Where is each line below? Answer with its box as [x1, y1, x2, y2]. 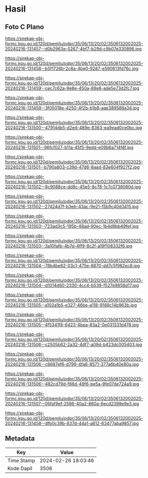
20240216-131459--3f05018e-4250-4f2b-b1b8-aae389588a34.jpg [5, 105, 140, 111]
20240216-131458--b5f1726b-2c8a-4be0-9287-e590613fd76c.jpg [5, 66, 139, 71]
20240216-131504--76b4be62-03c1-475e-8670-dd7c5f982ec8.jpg [5, 263, 140, 268]
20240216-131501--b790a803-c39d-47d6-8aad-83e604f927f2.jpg [5, 164, 140, 170]
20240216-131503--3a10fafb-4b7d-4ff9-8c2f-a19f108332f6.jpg [5, 243, 132, 248]
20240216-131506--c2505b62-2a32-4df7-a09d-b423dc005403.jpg [5, 342, 142, 347]
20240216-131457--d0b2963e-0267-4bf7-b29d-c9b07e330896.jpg [5, 46, 142, 51]
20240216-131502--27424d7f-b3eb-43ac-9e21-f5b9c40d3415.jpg [5, 204, 139, 209]
